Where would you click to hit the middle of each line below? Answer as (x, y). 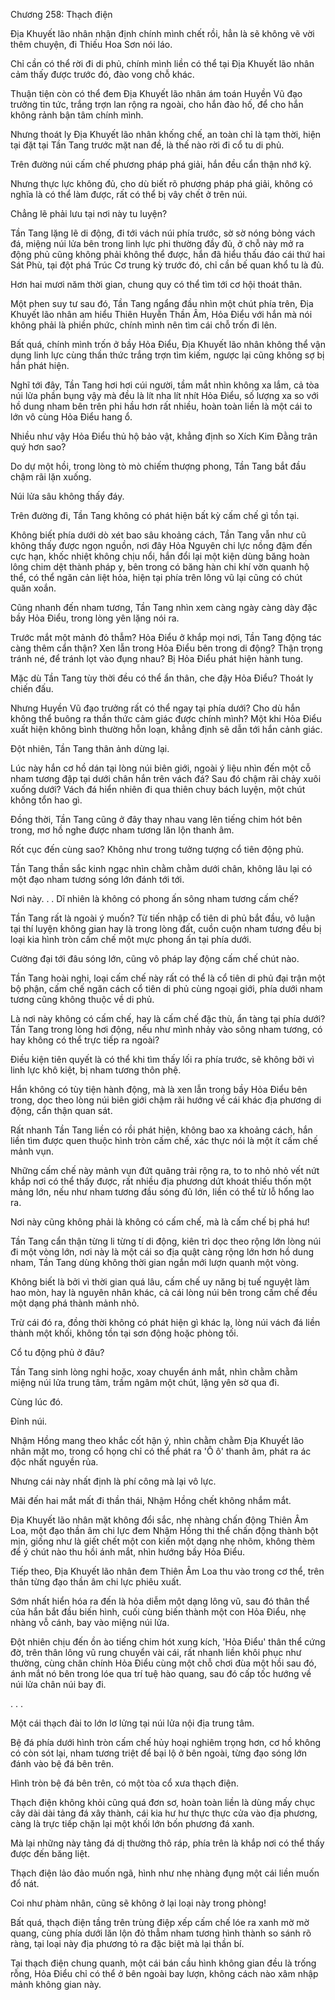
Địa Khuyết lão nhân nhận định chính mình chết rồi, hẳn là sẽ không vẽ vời (162, 33)
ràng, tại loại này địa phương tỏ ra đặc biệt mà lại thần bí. (127, 1943)
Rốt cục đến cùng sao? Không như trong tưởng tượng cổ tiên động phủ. (157, 849)
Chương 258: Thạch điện (61, 14)
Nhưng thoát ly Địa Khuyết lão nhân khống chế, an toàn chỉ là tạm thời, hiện (166, 134)
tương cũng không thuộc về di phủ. (82, 999)
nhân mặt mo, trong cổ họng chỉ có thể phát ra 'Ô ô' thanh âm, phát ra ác (161, 1451)
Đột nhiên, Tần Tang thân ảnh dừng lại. (90, 748)
